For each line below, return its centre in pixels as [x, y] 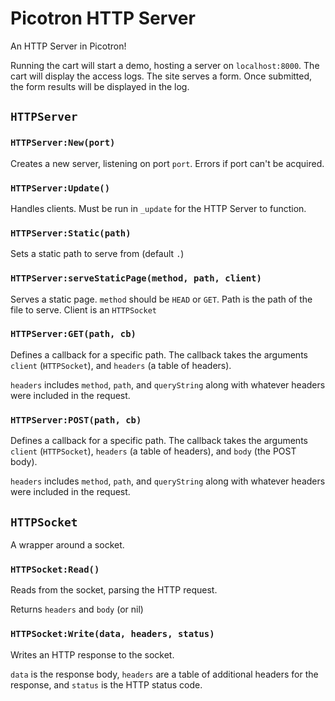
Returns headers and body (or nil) [77, 609]
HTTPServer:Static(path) [71, 233]
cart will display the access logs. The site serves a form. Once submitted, [161, 76]
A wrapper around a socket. [67, 544]
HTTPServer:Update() [60, 188]
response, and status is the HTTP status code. [106, 684]
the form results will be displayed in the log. [100, 86]
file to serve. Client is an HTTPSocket [83, 309]
